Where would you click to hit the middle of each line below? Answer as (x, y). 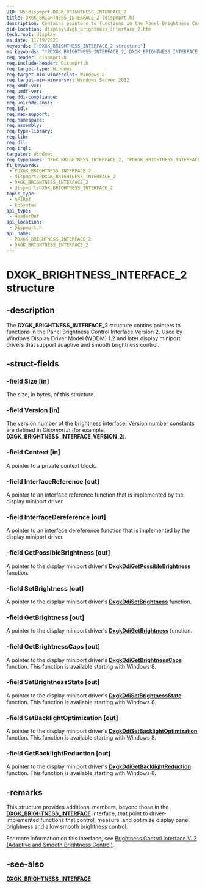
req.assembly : (24, 126)
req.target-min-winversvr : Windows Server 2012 (68, 80)
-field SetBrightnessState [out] (53, 682)
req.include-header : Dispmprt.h (47, 63)
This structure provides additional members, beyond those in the (88, 807)
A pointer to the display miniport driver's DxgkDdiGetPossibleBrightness (99, 566)
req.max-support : (28, 114)
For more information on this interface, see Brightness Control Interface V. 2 (102, 839)
